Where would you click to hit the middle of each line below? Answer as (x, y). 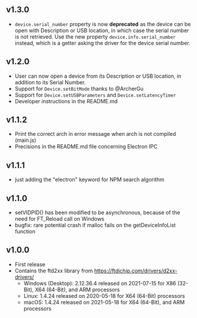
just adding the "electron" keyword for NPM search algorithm (89, 180)
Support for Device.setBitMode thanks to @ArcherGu (79, 88)
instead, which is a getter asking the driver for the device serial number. (103, 43)
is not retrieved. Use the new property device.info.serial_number (95, 36)
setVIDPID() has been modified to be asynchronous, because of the (97, 212)
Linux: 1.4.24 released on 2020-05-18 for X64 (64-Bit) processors (104, 295)
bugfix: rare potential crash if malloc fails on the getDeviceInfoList (95, 225)
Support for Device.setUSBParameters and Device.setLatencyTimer (95, 95)
